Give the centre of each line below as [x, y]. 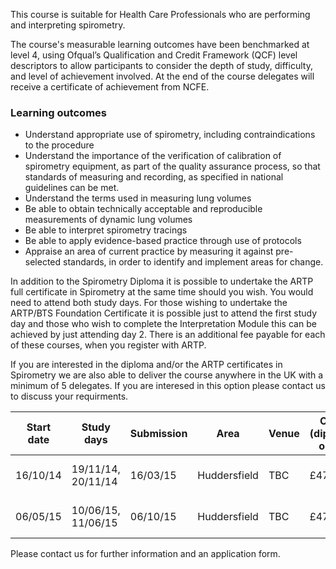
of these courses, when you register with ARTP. [108, 345]
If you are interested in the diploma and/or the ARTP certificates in [146, 365]
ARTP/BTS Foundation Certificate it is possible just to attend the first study [164, 313]
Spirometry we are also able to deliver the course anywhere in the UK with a [167, 375]
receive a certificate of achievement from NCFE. [110, 87]
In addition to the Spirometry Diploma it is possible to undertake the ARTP [162, 281]
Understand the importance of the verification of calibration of [153, 156]
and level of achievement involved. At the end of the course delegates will [162, 76]
